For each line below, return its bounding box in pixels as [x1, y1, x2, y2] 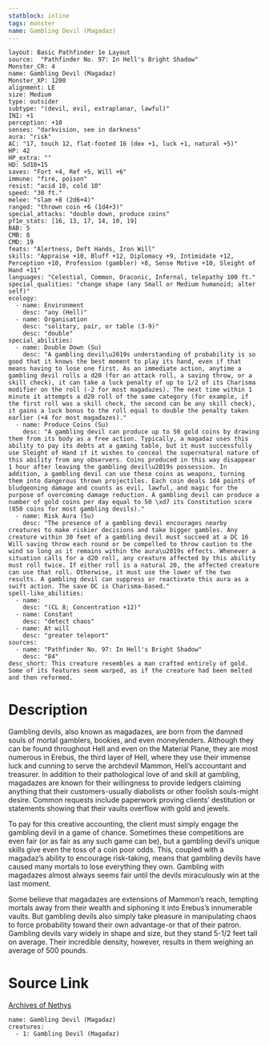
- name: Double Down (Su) [15, 344, 102, 352]
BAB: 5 [8, 224, 30, 233]
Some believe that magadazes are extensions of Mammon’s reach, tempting [8, 894, 259, 904]
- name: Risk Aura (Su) [15, 512, 94, 520]
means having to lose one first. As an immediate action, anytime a [8, 364, 242, 373]
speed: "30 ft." [8, 189, 62, 197]
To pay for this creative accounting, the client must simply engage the [8, 820, 239, 829]
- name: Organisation [15, 315, 88, 324]
